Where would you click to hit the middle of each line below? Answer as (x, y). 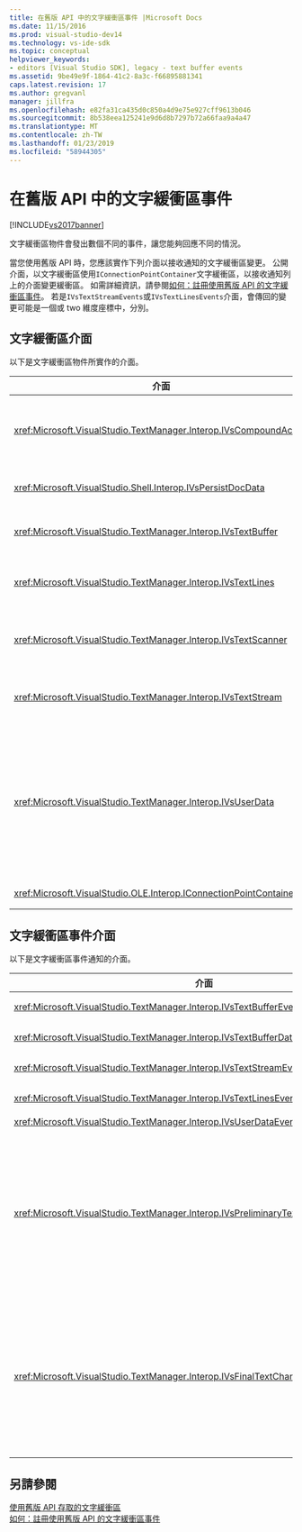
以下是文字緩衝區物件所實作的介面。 (76, 362)
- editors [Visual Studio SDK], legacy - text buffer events (126, 68)
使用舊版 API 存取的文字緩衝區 (65, 1507)
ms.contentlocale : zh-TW (56, 135)
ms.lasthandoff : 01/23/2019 (62, 143)
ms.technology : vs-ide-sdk (60, 43)
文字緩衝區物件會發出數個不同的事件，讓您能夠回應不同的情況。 (127, 243)
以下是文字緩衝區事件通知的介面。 (72, 959)
